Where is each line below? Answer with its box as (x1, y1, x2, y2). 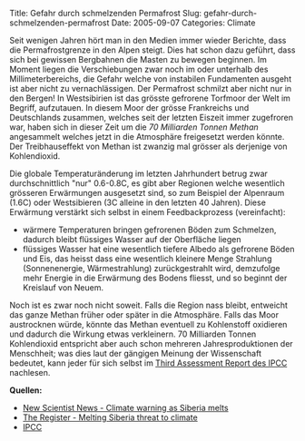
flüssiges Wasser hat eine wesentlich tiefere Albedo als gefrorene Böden (22, 244, 295, 254)
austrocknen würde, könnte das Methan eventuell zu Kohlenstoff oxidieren (9, 319, 288, 329)
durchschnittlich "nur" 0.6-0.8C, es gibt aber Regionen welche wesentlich (9, 178, 286, 189)
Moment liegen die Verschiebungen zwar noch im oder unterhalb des (9, 64, 269, 74)
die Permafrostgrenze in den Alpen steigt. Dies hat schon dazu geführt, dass (9, 44, 296, 55)
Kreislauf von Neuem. (22, 282, 104, 293)
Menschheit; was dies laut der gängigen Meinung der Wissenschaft (9, 348, 261, 358)
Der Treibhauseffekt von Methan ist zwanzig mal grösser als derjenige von (9, 141, 288, 152)
